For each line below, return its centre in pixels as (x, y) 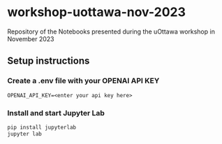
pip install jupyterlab (42, 127)
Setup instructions (49, 61)
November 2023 (31, 38)
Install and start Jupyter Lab (56, 113)
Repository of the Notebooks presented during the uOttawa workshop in (111, 31)
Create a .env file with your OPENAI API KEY (83, 81)
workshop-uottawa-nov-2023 (97, 12)
